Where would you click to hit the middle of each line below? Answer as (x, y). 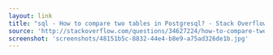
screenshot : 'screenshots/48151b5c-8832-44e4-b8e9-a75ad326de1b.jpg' (129, 38)
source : (22, 31)
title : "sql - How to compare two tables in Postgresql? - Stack (121, 23)
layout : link (30, 16)
